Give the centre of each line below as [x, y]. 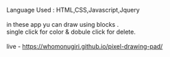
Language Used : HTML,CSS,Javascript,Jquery [73, 10]
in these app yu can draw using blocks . [63, 24]
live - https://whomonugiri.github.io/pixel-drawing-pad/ [85, 46]
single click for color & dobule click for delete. [71, 32]
